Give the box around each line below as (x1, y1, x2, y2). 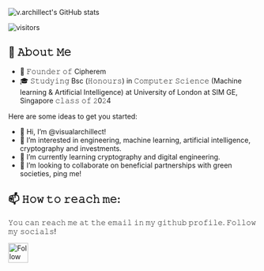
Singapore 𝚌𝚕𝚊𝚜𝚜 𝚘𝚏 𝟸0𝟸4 (19, 96, 111, 105)
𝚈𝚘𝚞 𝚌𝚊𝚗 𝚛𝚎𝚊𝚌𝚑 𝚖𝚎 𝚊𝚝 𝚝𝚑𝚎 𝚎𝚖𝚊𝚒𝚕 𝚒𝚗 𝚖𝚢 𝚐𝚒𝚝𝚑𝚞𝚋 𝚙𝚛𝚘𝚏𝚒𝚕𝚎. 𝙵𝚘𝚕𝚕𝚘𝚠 (8, 217, 257, 227)
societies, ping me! (19, 168, 81, 178)
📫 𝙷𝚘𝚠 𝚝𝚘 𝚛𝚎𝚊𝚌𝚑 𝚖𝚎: (8, 193, 121, 206)
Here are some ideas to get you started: (8, 111, 138, 121)
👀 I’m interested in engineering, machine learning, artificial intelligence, (19, 135, 251, 145)
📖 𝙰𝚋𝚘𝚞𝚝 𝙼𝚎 (8, 46, 72, 59)
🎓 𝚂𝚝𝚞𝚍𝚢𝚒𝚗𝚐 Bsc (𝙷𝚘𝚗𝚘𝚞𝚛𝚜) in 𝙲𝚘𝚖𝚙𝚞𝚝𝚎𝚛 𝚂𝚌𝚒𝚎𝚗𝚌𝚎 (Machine (19, 76, 243, 85)
